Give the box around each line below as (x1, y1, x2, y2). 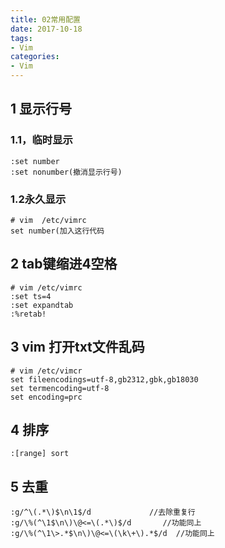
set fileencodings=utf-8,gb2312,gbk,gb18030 (10, 374, 199, 385)
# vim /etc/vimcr (10, 366, 83, 376)
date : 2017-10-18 (10, 24, 83, 34)
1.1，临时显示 (10, 133, 73, 147)
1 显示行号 (10, 101, 73, 118)
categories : (10, 52, 60, 62)
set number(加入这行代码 (10, 226, 105, 236)
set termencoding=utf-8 (10, 383, 110, 393)
